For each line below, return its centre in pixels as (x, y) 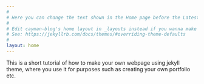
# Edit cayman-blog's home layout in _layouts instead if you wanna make (102, 29)
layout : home (23, 46)
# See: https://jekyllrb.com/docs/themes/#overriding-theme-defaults (96, 34)
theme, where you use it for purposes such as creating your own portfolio (98, 69)
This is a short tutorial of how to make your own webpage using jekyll (93, 63)
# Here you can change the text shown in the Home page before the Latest (103, 18)
